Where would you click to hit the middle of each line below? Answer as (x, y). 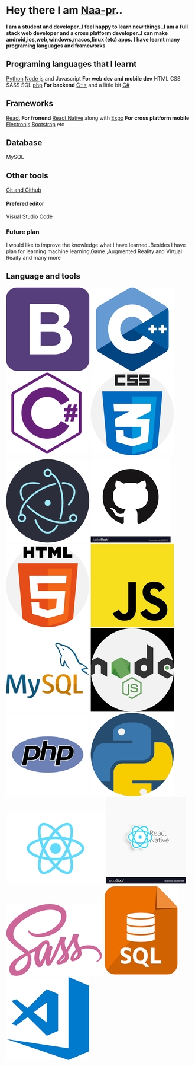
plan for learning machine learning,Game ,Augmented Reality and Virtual (94, 251)
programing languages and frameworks (56, 46)
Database (24, 143)
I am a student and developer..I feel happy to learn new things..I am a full (97, 27)
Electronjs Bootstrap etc (35, 124)
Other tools (27, 175)
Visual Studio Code (30, 216)
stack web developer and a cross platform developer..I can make (87, 33)
